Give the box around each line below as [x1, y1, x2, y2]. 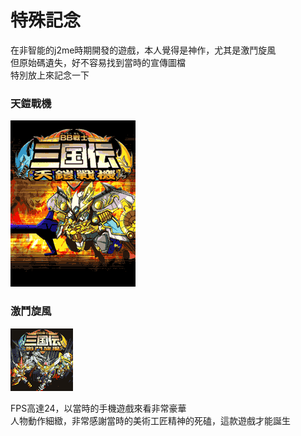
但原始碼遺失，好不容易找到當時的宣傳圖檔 [10, 56, 186, 68]
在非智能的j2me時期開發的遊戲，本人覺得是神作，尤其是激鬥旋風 [10, 44, 277, 56]
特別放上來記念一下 [10, 69, 90, 81]
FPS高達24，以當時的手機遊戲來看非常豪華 [10, 402, 187, 414]
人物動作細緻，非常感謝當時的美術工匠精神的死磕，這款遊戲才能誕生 [10, 414, 291, 426]
